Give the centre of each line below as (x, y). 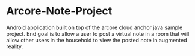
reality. (15, 46)
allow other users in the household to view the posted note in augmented (97, 40)
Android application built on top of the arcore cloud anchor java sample (94, 27)
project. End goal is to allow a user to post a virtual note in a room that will (98, 33)
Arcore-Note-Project (59, 11)
